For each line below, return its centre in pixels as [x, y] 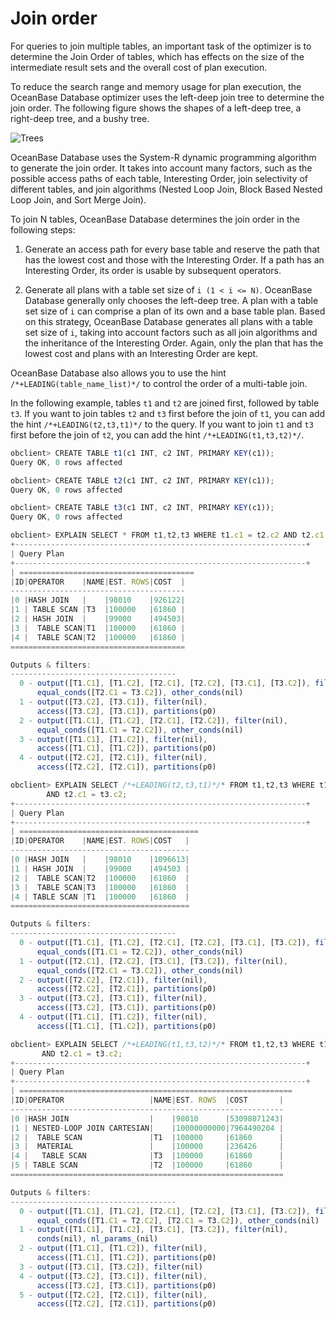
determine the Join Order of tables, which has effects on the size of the [157, 56]
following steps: [43, 229]
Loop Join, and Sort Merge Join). [78, 199]
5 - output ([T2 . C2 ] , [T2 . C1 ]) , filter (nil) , [113, 1295]
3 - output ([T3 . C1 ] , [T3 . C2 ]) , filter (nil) [111, 1267]
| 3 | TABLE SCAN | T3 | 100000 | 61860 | [100, 887]
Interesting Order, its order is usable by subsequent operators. [153, 270]
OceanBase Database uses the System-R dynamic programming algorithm [163, 157]
